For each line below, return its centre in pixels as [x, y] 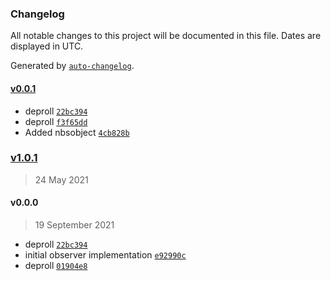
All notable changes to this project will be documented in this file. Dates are [166, 36]
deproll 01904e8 [56, 265]
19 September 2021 [74, 225]
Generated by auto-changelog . [72, 66]
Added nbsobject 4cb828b [77, 132]
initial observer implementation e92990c [105, 255]
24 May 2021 [61, 179]
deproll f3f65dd [56, 121]
